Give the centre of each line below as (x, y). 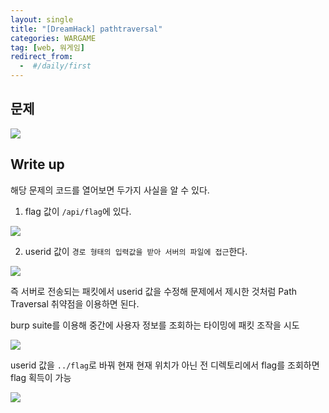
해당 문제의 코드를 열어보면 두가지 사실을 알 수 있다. (110, 190)
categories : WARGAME (53, 38)
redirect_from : (42, 57)
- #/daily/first (55, 66)
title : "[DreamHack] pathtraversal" (86, 29)
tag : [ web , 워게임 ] (47, 47)
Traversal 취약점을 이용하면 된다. (75, 303)
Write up (37, 164)
